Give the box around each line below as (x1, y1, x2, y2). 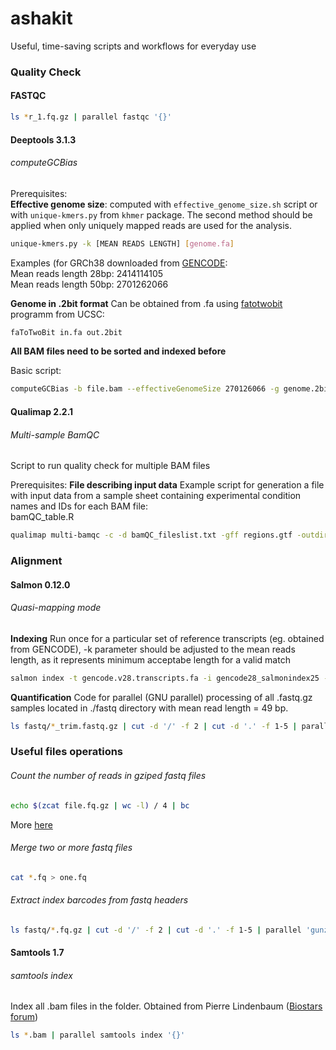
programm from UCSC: (10, 308, 105, 320)
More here (10, 818, 53, 831)
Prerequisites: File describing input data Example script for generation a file (10, 479, 325, 491)
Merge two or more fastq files (10, 842, 133, 854)
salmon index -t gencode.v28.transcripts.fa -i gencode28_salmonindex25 (10, 673, 320, 683)
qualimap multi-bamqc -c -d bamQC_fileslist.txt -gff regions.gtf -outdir (10, 530, 329, 541)
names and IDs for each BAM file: (10, 500, 149, 512)
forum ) (10, 1011, 39, 1023)
